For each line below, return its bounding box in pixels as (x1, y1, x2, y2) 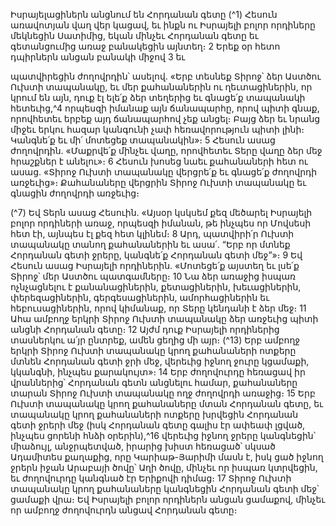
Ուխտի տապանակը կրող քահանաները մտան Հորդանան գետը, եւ (10, 398, 324, 409)
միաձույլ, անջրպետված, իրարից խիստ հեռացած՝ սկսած (10, 440, 276, 452)
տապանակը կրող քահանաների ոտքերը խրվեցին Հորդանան (10, 409, 299, 420)
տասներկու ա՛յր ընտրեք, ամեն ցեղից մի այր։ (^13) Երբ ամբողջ (10, 334, 301, 346)
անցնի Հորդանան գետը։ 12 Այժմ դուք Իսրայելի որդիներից (10, 324, 280, 335)
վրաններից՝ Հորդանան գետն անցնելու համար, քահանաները (10, 377, 298, 388)
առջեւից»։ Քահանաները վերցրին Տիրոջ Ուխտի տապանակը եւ (10, 177, 307, 188)
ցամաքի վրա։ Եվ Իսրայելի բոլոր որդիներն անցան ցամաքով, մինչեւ (10, 494, 326, 505)
